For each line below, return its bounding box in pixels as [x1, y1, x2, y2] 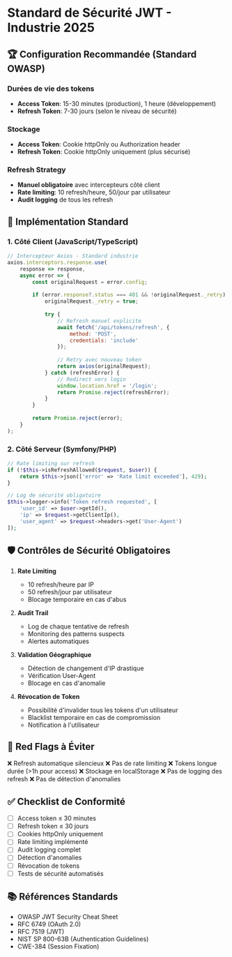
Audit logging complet [17, 845, 82, 854]
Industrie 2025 [7, 20, 95, 36]
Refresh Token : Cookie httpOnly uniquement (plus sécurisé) [17, 148, 191, 156]
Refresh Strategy [7, 165, 66, 175]
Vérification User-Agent [27, 671, 96, 679]
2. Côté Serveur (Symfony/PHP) [7, 444, 117, 454]
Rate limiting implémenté [17, 838, 88, 846]
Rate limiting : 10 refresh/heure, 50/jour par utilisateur [17, 188, 171, 197]
